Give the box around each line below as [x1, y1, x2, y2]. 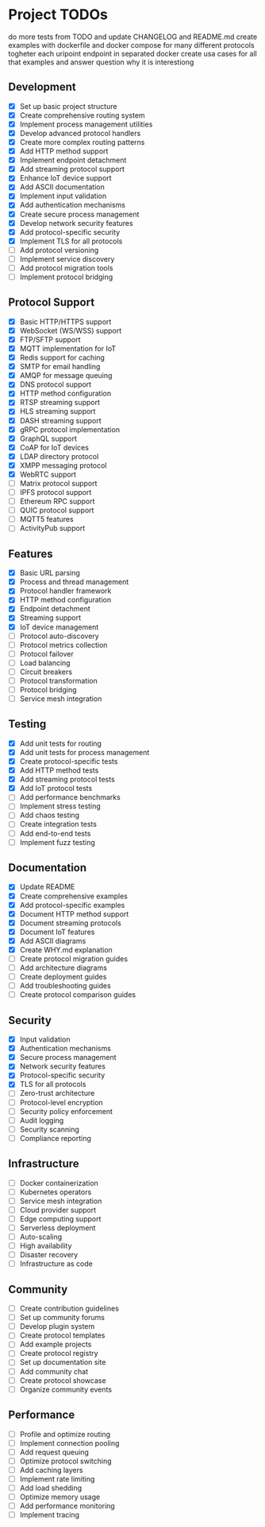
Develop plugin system [19, 1322, 95, 1331]
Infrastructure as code [19, 1259, 93, 1268]
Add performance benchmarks [19, 793, 121, 802]
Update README [19, 882, 75, 892]
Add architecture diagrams [19, 963, 107, 972]
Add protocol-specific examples [19, 900, 125, 910]
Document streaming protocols [19, 917, 121, 928]
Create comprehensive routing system [19, 110, 145, 120]
